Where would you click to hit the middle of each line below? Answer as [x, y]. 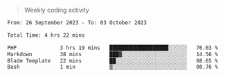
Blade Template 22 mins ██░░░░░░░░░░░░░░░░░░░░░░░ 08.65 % [112, 61]
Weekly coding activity [57, 10]
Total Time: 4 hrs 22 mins [46, 35]
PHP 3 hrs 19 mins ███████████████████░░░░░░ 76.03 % [112, 48]
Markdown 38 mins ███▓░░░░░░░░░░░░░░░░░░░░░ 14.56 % [112, 54]
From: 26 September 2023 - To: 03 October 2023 [77, 23]
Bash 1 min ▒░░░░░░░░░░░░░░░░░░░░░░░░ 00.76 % [112, 67]
